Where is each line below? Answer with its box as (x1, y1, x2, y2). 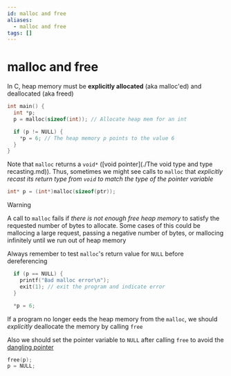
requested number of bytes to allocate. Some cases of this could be (7, 222, 201, 230)
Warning (7, 201, 31, 209)
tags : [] (7, 29, 33, 37)
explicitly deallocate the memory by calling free (7, 322, 143, 330)
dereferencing (7, 257, 48, 265)
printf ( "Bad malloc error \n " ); (19, 277, 110, 284)
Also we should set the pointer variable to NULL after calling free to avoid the (7, 335, 224, 343)
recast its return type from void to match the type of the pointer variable (7, 174, 214, 183)
